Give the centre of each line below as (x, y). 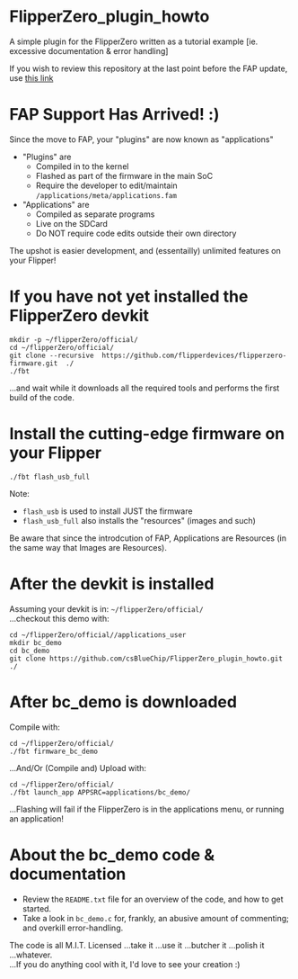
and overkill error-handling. (73, 928)
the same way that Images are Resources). (88, 547)
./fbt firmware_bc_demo (54, 751)
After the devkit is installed (112, 584)
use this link (31, 77)
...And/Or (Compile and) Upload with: (78, 768)
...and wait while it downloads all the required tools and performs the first (145, 388)
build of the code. (42, 397)
